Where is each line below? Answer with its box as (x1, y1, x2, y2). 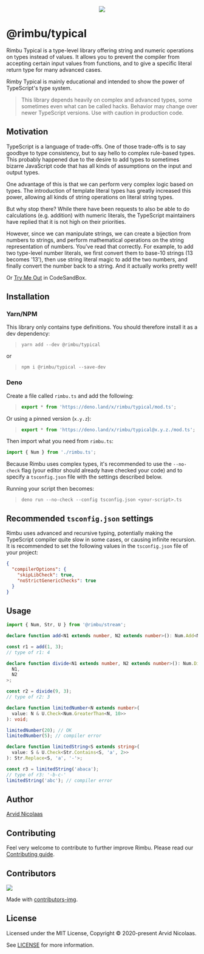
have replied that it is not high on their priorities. (6, 218, 126, 225)
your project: (6, 549, 38, 556)
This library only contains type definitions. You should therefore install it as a (6, 323, 198, 331)
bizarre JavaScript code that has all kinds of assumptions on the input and (6, 162, 192, 170)
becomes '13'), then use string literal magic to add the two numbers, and (6, 255, 188, 263)
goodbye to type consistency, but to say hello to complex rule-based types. (6, 149, 195, 156)
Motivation (6, 126, 49, 137)
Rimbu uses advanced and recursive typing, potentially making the (6, 530, 173, 537)
